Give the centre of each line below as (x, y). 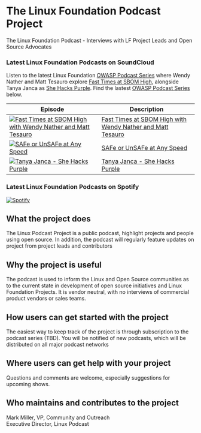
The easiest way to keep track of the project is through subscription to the (98, 332)
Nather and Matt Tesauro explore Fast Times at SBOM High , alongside (93, 82)
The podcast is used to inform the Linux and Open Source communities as (98, 279)
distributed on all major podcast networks (57, 344)
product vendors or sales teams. (46, 299)
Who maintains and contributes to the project (93, 403)
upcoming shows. (28, 384)
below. (14, 95)
